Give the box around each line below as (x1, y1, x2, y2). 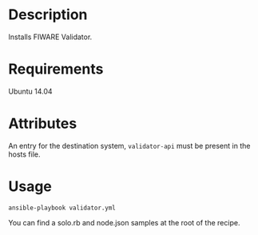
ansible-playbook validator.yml (8, 204, 116, 212)
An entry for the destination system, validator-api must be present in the (8, 141, 251, 150)
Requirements (8, 60, 104, 78)
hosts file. (8, 149, 41, 159)
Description (8, 6, 88, 24)
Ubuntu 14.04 (8, 86, 54, 96)
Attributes (8, 114, 77, 133)
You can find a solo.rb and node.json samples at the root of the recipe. (8, 217, 240, 227)
